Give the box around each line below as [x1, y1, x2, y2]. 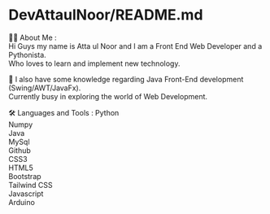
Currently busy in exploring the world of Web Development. [8, 91, 208, 101]
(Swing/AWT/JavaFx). [8, 83, 81, 93]
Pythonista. [8, 50, 46, 59]
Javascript [8, 189, 44, 199]
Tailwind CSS [8, 180, 53, 190]
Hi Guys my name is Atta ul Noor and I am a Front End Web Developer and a [8, 41, 263, 50]
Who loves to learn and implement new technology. [8, 59, 181, 68]
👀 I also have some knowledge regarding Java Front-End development [8, 74, 244, 84]
